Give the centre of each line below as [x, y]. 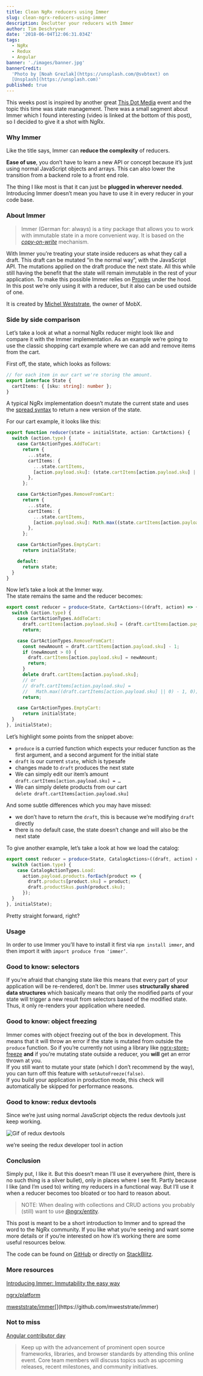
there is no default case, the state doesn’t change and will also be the [101, 830]
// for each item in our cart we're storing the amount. [79, 375]
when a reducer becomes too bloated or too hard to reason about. [89, 1193]
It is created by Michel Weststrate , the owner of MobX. [74, 304]
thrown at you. [24, 1060]
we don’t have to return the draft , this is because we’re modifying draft [105, 817]
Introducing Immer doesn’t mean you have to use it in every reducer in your [100, 193]
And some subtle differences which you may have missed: [79, 805]
